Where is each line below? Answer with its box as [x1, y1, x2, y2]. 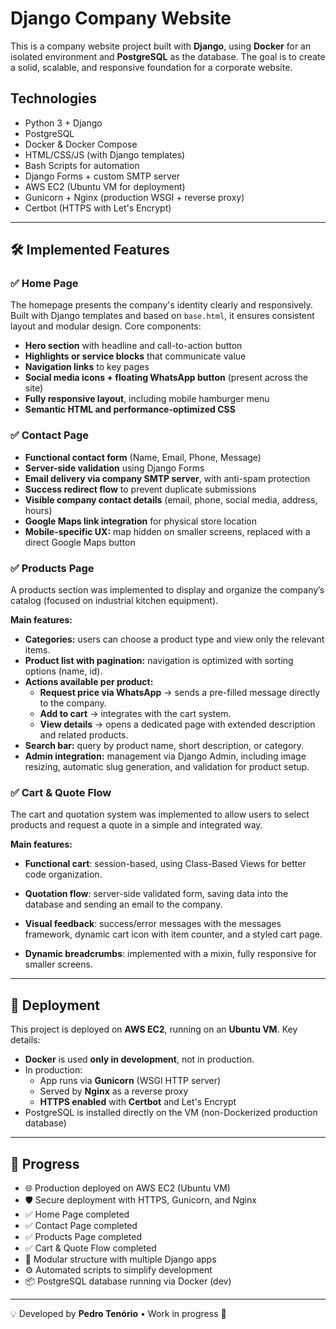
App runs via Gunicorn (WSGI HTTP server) [39, 1075, 222, 1087]
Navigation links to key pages [24, 361, 150, 373]
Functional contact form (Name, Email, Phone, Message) [24, 451, 262, 463]
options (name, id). [24, 665, 103, 677]
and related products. [39, 729, 129, 741]
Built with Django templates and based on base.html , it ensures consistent [10, 310, 315, 322]
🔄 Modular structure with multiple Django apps [24, 1253, 217, 1265]
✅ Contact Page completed [24, 1219, 138, 1231]
